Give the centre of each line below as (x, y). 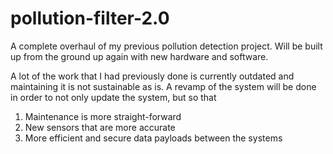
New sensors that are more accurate (100, 127)
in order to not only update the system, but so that (113, 97)
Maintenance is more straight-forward (103, 116)
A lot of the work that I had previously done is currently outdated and (152, 76)
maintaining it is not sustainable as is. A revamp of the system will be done (163, 86)
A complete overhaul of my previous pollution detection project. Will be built (166, 46)
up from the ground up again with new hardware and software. (139, 56)
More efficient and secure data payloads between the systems (153, 138)
